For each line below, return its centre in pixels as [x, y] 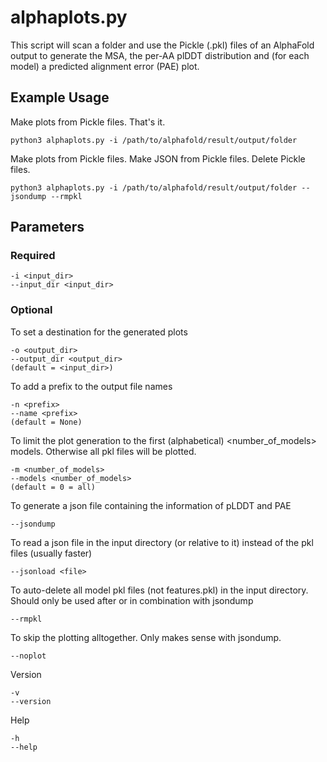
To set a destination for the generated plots [99, 332]
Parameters [47, 227]
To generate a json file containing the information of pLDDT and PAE [151, 505]
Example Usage [60, 97]
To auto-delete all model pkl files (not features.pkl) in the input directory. [159, 590]
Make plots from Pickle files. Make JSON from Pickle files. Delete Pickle [158, 158]
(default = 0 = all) [53, 487]
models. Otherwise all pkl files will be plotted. [103, 451]
